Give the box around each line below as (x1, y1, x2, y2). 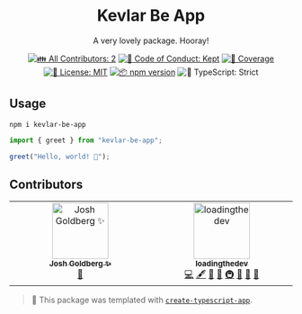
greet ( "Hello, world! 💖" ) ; (9, 152, 111, 161)
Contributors (9, 176, 84, 192)
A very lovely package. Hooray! (93, 35, 209, 46)
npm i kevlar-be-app (9, 120, 87, 129)
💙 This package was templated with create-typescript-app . (31, 294, 253, 306)
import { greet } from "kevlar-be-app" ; (9, 136, 164, 145)
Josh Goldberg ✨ (49, 258, 111, 269)
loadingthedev (195, 258, 249, 269)
